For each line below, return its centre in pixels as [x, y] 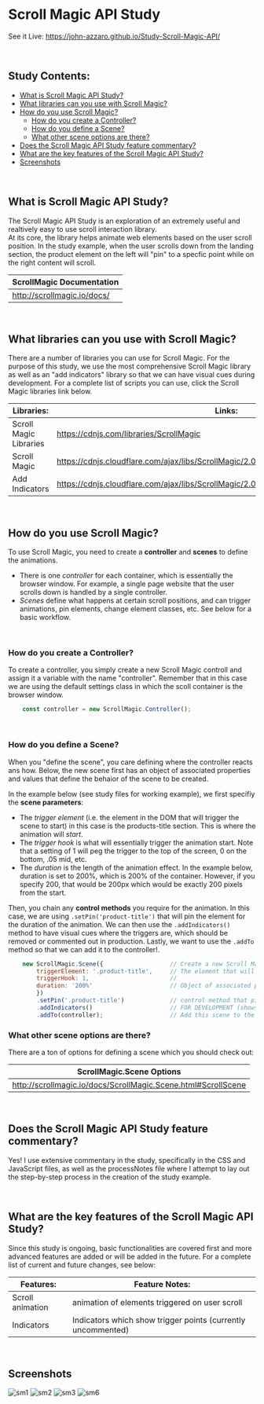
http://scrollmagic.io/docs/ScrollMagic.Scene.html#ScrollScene [129, 1084]
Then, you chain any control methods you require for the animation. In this [129, 907]
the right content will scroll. [52, 262]
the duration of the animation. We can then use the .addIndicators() [119, 924]
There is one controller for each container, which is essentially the [126, 576]
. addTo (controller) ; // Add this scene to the [146, 1015]
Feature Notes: [162, 1284]
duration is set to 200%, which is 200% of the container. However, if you [137, 876]
